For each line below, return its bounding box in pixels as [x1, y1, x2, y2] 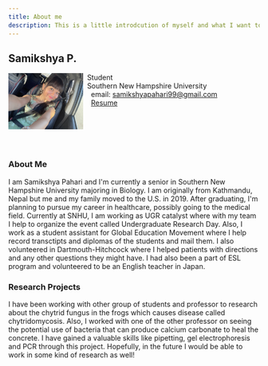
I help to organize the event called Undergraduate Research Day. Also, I [8, 219, 243, 228]
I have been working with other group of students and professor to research [8, 299, 258, 309]
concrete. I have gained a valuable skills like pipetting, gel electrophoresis [8, 333, 250, 342]
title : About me [8, 13, 62, 21]
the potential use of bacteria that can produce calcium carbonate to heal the [8, 325, 259, 334]
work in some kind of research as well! [8, 350, 136, 360]
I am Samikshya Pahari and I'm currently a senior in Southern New [8, 177, 226, 186]
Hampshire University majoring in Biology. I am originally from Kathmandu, [8, 185, 253, 195]
